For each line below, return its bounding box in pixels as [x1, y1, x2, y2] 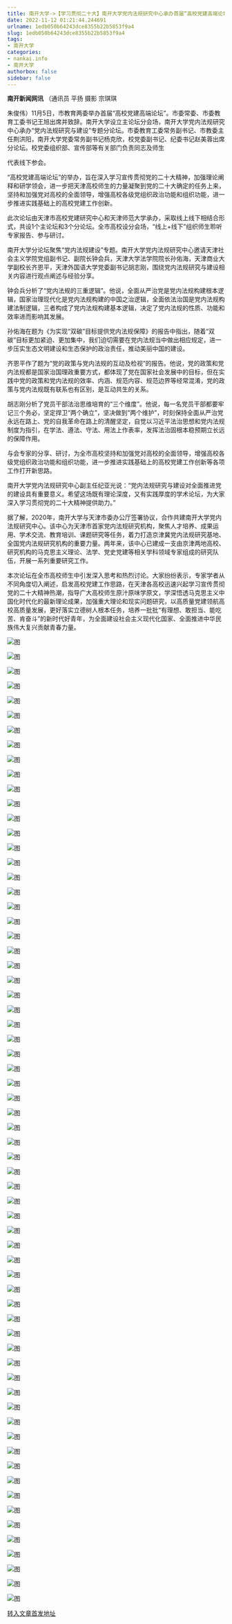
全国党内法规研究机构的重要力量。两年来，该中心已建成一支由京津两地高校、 [7, 539, 225, 548]
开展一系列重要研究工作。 [19, 557, 92, 565]
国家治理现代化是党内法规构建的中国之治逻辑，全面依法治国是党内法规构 [19, 295, 225, 303]
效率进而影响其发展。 [7, 312, 68, 321]
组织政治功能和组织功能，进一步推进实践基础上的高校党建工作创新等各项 [19, 458, 225, 466]
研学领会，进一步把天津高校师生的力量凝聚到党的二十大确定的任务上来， [19, 181, 225, 190]
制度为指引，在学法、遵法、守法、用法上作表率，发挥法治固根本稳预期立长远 [7, 426, 225, 434]
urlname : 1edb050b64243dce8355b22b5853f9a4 [7, 23, 135, 30]
